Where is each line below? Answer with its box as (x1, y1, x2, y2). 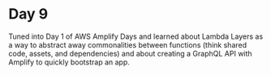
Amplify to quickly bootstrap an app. (8, 57, 130, 67)
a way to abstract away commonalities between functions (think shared (8, 40, 247, 49)
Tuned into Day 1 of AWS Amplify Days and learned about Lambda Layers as (8, 31, 264, 41)
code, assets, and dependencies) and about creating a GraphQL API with (8, 48, 253, 58)
